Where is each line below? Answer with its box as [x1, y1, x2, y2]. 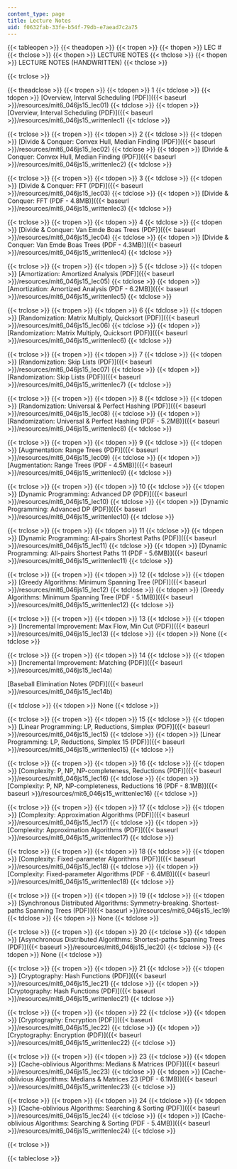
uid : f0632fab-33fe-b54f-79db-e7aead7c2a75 [7, 23, 138, 31]
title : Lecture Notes [7, 17, 72, 24]
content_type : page [7, 10, 65, 18]
